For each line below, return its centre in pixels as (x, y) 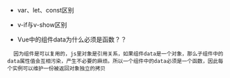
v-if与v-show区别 (42, 25)
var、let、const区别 (46, 10)
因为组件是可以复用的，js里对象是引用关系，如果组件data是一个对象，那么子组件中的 (118, 54)
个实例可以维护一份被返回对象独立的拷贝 (56, 68)
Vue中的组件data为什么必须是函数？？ (72, 39)
